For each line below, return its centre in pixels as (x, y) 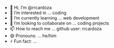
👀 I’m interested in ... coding (38, 13)
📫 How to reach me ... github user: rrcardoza (56, 29)
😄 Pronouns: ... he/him (33, 36)
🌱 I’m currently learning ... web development (55, 18)
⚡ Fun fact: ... (23, 41)
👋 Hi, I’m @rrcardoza (31, 8)
